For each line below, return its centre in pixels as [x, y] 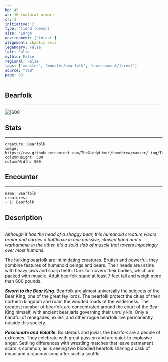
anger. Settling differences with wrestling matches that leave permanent [79, 343]
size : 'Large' [20, 33]
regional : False [22, 61]
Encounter [22, 177]
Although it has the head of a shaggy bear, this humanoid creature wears [81, 234]
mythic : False [20, 56]
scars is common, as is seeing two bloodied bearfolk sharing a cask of [78, 348]
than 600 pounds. [23, 281]
